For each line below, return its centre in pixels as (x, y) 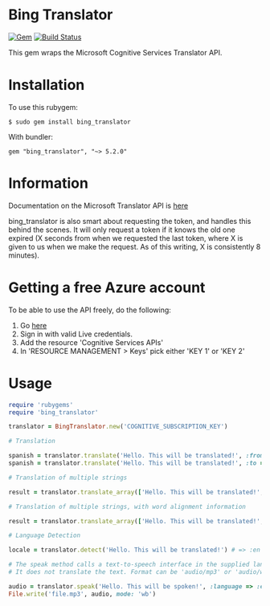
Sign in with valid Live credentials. (76, 334)
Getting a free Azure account (107, 287)
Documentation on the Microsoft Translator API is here (98, 205)
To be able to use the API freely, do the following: (90, 310)
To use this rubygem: (43, 107)
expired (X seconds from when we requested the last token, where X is (126, 238)
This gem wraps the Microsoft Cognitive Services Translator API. (115, 52)
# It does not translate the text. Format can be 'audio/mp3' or (120, 572)
